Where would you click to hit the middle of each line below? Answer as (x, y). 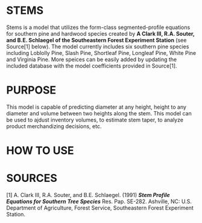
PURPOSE (31, 90)
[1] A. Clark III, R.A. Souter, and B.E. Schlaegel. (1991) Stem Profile (88, 195)
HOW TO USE (40, 151)
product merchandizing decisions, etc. (54, 126)
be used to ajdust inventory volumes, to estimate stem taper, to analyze (95, 120)
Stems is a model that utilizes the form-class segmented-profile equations (98, 27)
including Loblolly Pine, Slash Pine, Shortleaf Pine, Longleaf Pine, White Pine (101, 53)
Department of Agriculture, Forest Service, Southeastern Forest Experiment (100, 208)
